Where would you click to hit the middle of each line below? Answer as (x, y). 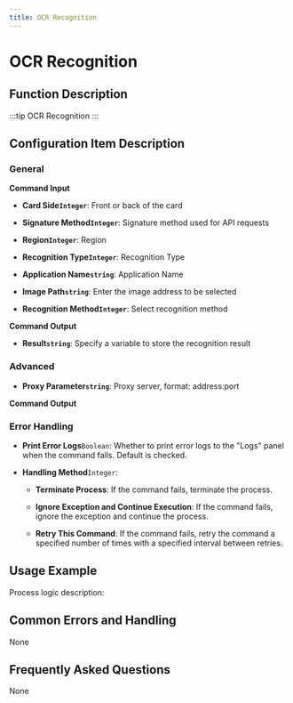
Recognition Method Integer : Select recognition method (125, 309)
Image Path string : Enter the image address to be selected (129, 292)
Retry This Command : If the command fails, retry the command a (155, 533)
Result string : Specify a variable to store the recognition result (136, 343)
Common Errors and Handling (93, 621)
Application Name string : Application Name (103, 275)
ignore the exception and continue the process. (122, 516)
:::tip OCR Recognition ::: (54, 116)
